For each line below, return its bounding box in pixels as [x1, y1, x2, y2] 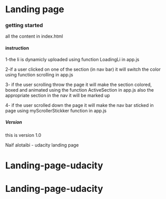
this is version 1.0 [5, 132, 42, 138]
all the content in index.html [5, 33, 63, 39]
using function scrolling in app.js [5, 71, 74, 77]
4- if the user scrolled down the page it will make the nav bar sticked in [5, 102, 154, 108]
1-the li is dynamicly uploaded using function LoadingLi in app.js [5, 56, 140, 62]
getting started [5, 22, 43, 29]
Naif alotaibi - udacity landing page [5, 141, 79, 148]
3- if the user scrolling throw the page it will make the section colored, [5, 81, 152, 88]
